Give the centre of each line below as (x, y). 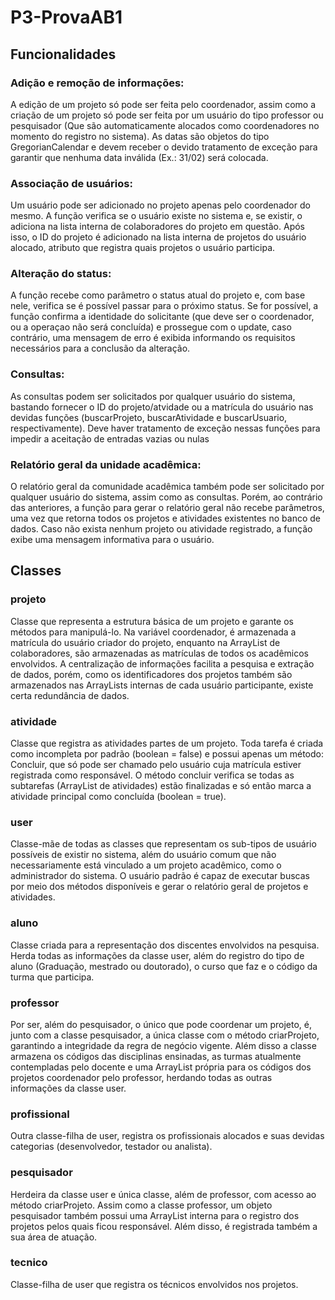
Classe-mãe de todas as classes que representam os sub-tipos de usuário (163, 844)
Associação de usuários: (71, 183)
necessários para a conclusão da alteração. (100, 348)
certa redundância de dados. (70, 695)
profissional (40, 1114)
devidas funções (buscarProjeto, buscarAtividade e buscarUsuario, (149, 417)
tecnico (29, 1263)
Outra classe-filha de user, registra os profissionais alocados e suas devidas (167, 1136)
